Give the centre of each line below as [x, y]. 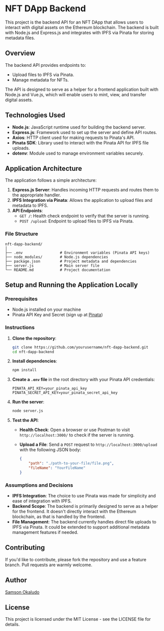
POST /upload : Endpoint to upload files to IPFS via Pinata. [76, 221]
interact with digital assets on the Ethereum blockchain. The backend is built [82, 27]
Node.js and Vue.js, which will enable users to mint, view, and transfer [76, 94]
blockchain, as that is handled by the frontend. [59, 517]
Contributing [25, 548]
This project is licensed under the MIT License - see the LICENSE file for [78, 619]
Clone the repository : [34, 338]
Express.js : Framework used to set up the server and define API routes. [85, 132]
